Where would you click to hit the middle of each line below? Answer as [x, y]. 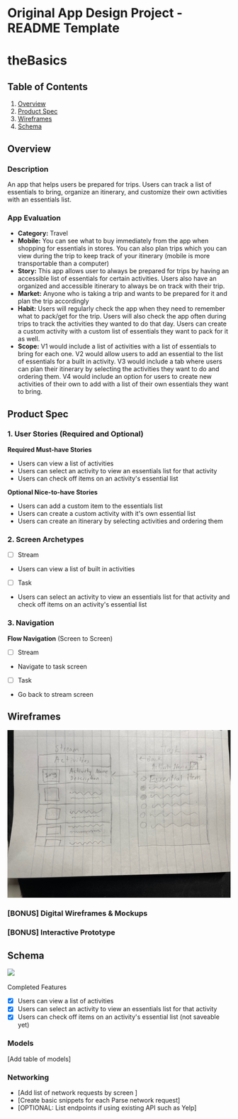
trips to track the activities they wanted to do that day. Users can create [122, 324]
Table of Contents [48, 87]
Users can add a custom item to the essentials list [90, 506]
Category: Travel [43, 233]
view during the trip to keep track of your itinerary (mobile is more [114, 256]
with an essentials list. [40, 199]
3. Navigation [31, 623]
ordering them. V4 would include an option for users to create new [115, 377]
